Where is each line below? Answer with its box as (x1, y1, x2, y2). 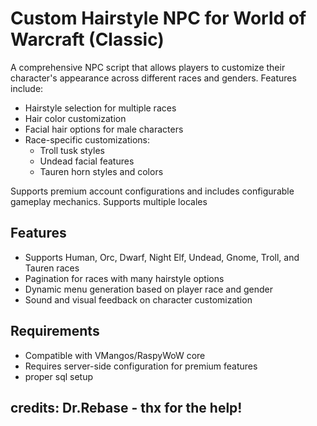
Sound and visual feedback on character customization (24, 293, 253, 306)
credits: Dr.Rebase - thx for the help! (10, 399, 243, 416)
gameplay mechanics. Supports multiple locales (10, 195, 208, 207)
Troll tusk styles (39, 144, 105, 156)
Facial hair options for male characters (24, 123, 184, 135)
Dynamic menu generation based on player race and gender (24, 283, 274, 295)
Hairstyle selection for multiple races (24, 102, 177, 114)
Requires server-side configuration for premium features (24, 360, 258, 372)
